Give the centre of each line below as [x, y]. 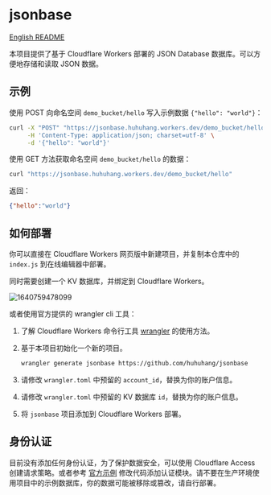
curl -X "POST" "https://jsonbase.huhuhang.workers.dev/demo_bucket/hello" [139, 128]
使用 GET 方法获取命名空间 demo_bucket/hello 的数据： [100, 159]
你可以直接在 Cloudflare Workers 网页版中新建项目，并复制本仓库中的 [124, 254]
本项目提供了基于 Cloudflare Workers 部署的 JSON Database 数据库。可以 [131, 53]
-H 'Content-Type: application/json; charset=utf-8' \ [121, 135]
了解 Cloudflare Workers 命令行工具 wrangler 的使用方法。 [117, 331]
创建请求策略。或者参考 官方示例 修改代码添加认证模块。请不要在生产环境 [131, 472]
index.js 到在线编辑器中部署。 [60, 264]
